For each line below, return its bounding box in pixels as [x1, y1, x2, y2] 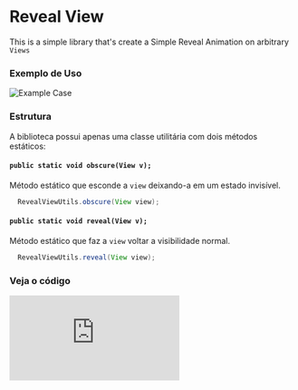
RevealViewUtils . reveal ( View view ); [17, 252, 156, 262]
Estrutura [9, 111, 53, 123]
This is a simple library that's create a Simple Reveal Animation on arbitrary [9, 36, 290, 47]
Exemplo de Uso [9, 66, 82, 79]
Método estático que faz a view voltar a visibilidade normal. [9, 235, 231, 246]
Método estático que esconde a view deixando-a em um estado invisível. [9, 180, 281, 190]
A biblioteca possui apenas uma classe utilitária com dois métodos [9, 131, 258, 141]
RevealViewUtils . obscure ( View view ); [17, 197, 160, 206]
